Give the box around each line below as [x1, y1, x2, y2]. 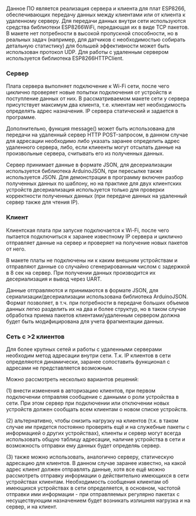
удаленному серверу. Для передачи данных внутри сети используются [6, 18, 186, 24]
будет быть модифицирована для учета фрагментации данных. [6, 317, 164, 324]
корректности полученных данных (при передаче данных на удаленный [6, 193, 187, 200]
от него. [6, 245, 26, 252]
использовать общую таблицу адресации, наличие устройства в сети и [6, 436, 185, 443]
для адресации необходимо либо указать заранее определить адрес [6, 138, 180, 145]
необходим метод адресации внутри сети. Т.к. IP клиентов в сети [6, 351, 171, 359]
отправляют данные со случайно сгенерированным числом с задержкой [6, 263, 190, 270]
